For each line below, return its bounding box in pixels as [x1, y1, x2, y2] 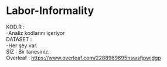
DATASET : [6, 36, 32, 43]
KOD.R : [6, 23, 25, 30]
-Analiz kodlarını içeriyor [6, 29, 65, 36]
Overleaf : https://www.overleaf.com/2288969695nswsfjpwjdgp [6, 54, 161, 61]
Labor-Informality [6, 4, 94, 17]
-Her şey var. [6, 42, 38, 49]
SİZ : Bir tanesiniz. [6, 48, 50, 55]
